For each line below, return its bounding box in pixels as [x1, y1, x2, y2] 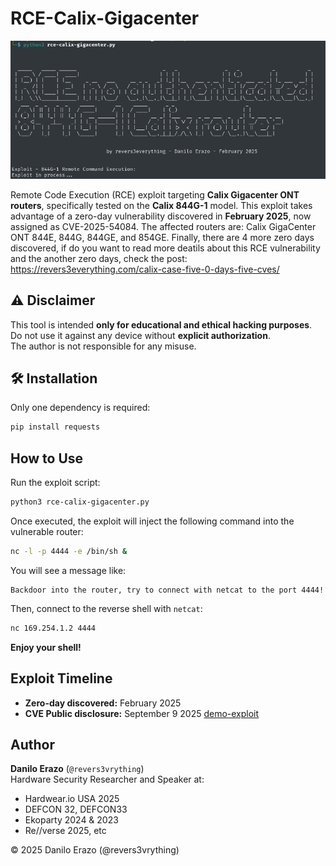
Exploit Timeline [10, 670, 113, 687]
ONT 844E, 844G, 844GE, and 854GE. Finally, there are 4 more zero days [10, 231, 315, 243]
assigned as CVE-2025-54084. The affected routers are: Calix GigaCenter [10, 220, 317, 232]
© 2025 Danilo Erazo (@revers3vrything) [10, 844, 180, 856]
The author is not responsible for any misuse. [10, 340, 197, 352]
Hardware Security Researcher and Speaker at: [10, 773, 205, 786]
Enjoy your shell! [10, 641, 82, 653]
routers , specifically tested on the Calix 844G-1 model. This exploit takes [10, 199, 313, 211]
